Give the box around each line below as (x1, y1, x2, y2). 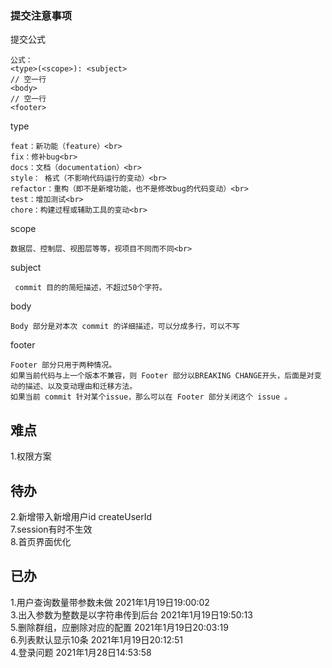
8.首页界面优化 (10, 535, 72, 547)
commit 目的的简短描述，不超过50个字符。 (14, 283, 167, 293)
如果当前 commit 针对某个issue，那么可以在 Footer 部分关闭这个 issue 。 (10, 392, 293, 402)
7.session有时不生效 (10, 523, 93, 535)
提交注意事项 (10, 8, 73, 22)
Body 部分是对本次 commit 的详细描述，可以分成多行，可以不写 (10, 322, 240, 332)
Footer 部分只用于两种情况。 (10, 360, 117, 371)
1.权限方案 (10, 450, 52, 462)
